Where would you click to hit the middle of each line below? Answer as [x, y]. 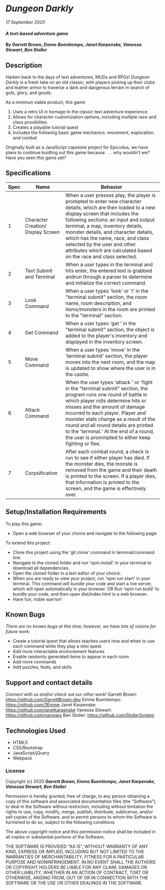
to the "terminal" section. [94, 315]
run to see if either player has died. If [107, 458]
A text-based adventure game [37, 33]
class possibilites [30, 122]
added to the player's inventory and [106, 336]
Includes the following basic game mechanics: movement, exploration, [83, 132]
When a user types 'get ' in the [101, 323]
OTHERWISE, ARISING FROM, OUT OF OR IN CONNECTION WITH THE [77, 878]
